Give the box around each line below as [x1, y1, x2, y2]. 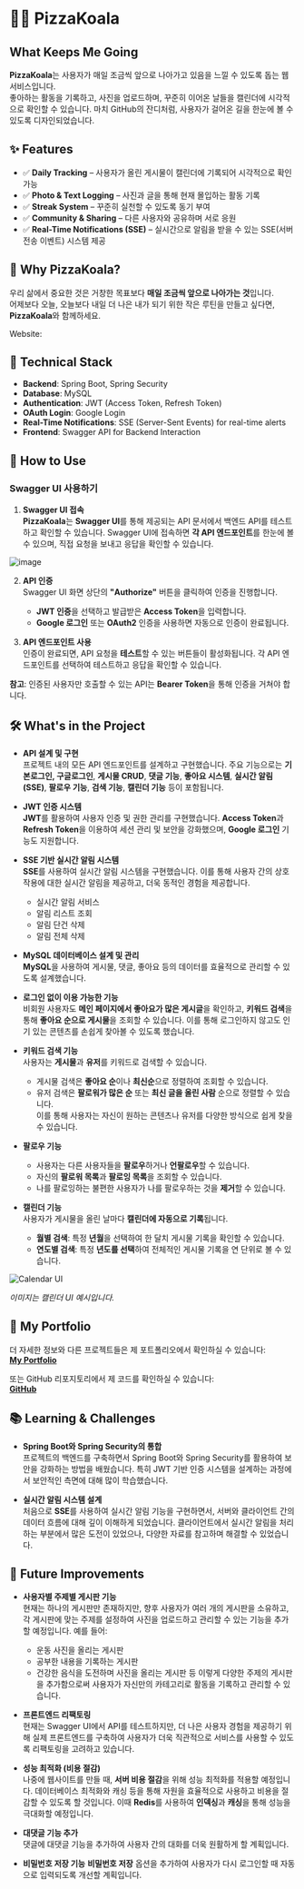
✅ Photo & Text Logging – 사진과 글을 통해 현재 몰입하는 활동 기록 [22, 190, 260, 201]
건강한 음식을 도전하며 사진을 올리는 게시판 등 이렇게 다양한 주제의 [35, 1667, 270, 1678]
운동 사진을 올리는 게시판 [35, 1645, 124, 1656]
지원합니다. [39, 835, 79, 846]
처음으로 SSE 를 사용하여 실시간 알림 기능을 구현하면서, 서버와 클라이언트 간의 [22, 1505, 295, 1516]
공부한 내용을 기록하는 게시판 [35, 1657, 139, 1667]
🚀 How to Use [9, 453, 86, 469]
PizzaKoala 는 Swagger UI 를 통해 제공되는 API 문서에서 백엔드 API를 [22, 516, 269, 527]
